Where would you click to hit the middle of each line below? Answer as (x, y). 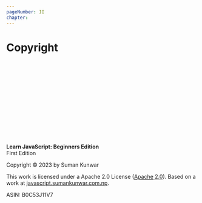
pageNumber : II (25, 12)
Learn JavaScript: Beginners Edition (52, 147)
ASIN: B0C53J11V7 (30, 195)
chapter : (17, 18)
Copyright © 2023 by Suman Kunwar (52, 165)
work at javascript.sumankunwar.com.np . (58, 183)
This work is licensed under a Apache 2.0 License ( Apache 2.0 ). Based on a (101, 177)
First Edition (21, 153)
